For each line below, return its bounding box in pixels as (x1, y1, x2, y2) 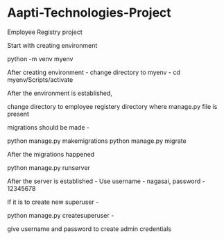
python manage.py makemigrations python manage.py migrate (7, 137, 187, 145)
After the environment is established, (7, 89, 113, 97)
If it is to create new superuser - (7, 198, 99, 206)
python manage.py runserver (7, 163, 90, 171)
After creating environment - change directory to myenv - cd (7, 68, 180, 76)
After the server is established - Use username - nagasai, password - (7, 177, 206, 185)
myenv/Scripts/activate (7, 75, 74, 84)
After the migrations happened (7, 150, 95, 158)
